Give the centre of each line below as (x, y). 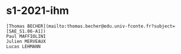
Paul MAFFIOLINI (26, 36)
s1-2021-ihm (38, 11)
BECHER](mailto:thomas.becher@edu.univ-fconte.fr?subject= (101, 26)
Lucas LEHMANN (24, 46)
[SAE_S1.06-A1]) (26, 31)
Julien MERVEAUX (26, 41)
